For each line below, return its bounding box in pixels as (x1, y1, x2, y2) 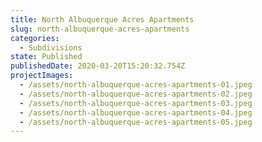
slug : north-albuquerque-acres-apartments (10, 24, 190, 34)
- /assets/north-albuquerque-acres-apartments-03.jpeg (19, 98, 253, 108)
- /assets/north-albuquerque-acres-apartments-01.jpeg (19, 80, 253, 90)
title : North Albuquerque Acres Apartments (10, 14, 195, 25)
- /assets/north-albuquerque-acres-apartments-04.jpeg (19, 107, 253, 118)
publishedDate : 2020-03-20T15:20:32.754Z (10, 61, 186, 71)
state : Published (10, 52, 83, 62)
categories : (10, 33, 60, 43)
